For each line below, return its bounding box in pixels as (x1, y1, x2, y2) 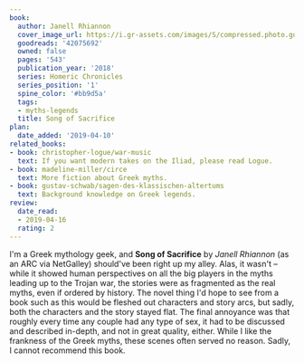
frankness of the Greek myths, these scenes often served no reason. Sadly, (9, 335, 291, 346)
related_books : (9, 139, 67, 148)
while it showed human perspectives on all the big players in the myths (9, 268, 273, 279)
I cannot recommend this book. (9, 345, 126, 356)
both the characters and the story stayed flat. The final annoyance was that (9, 306, 290, 317)
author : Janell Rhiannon (17, 22, 111, 31)
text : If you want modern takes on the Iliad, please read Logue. (17, 156, 273, 166)
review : (9, 198, 39, 208)
